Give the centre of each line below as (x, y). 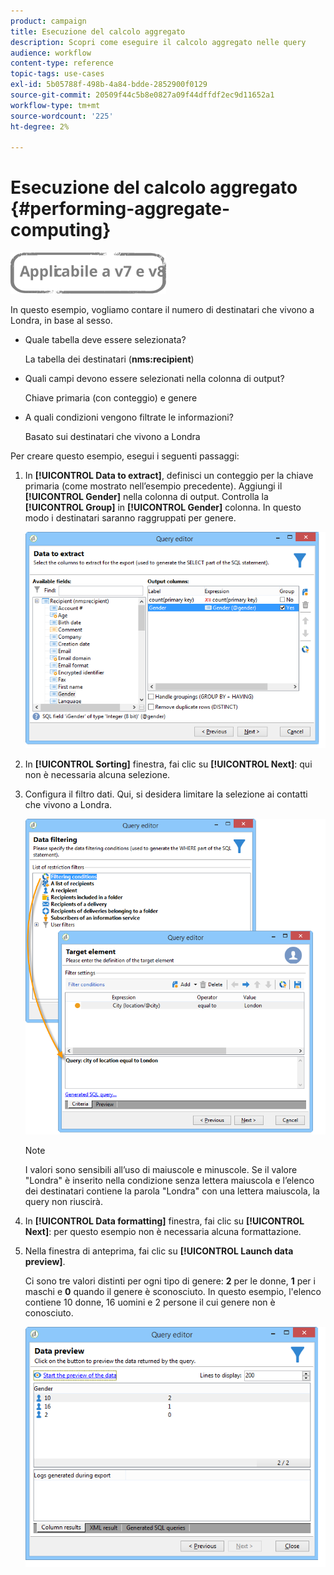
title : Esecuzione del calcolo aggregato (98, 31)
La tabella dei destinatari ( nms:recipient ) (109, 359)
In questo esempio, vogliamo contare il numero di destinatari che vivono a (162, 310)
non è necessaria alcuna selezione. (97, 774)
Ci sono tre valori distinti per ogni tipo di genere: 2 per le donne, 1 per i (170, 1281)
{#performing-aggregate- (120, 209)
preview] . (45, 1262)
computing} (61, 230)
